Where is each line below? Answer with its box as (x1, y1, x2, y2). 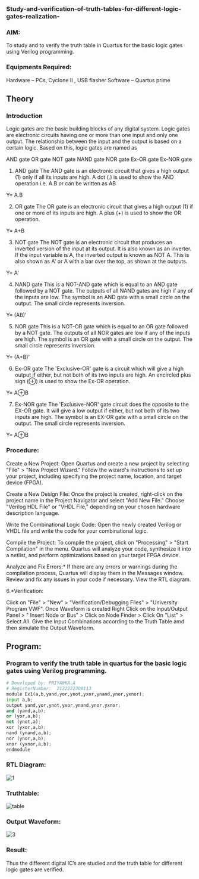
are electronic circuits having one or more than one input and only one (6, 132, 178, 139)
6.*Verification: (6, 587, 43, 594)
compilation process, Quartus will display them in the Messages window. (6, 569, 184, 576)
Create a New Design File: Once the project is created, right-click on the (6, 490, 183, 498)
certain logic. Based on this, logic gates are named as (6, 144, 138, 151)
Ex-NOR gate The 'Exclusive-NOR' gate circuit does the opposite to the (14, 401, 189, 408)
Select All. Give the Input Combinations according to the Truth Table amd (6, 617, 185, 625)
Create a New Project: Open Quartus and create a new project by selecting (6, 459, 189, 467)
